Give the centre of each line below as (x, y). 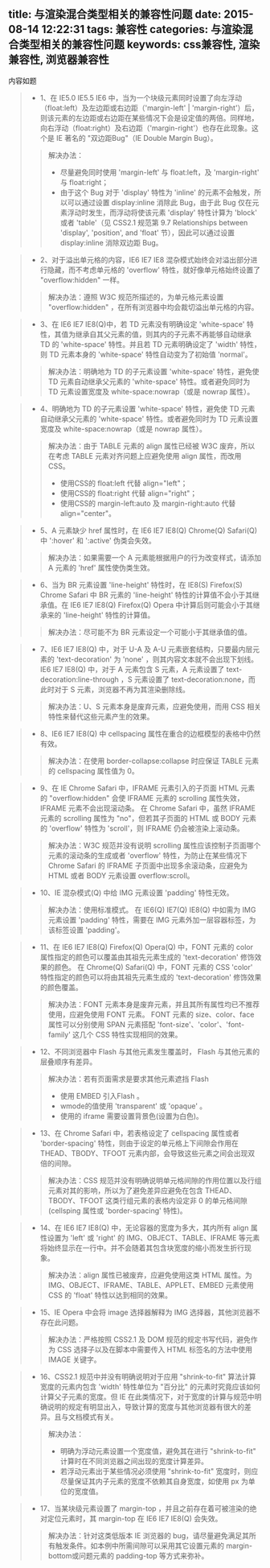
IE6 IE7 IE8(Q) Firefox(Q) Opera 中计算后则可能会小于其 (162, 605)
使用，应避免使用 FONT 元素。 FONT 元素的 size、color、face (151, 1014)
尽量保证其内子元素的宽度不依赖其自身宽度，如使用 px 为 (154, 1481)
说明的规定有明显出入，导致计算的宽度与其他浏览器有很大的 (146, 1406)
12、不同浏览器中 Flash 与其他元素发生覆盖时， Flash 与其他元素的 (149, 1051)
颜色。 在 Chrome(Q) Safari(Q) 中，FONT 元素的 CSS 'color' (153, 967)
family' (59, 1034)
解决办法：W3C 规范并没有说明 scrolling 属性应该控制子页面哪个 (154, 845)
